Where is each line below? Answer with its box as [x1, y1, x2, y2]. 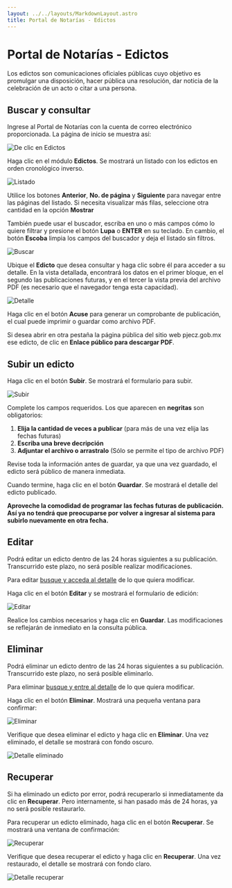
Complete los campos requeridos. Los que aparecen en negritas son [7, 404, 204, 412]
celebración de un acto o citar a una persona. [7, 84, 137, 92]
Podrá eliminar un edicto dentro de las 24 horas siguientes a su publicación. [7, 662, 224, 670]
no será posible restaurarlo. [7, 804, 86, 812]
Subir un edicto [7, 358, 75, 370]
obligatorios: [7, 411, 43, 420]
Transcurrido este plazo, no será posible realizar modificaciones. [7, 562, 193, 570]
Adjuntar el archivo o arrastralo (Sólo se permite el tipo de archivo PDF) [17, 447, 224, 455]
